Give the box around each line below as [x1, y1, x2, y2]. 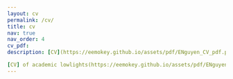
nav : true [7, 29, 36, 37]
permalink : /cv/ [7, 17, 54, 24]
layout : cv [7, 10, 39, 17]
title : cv [7, 23, 36, 30]
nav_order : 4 [7, 36, 45, 43]
